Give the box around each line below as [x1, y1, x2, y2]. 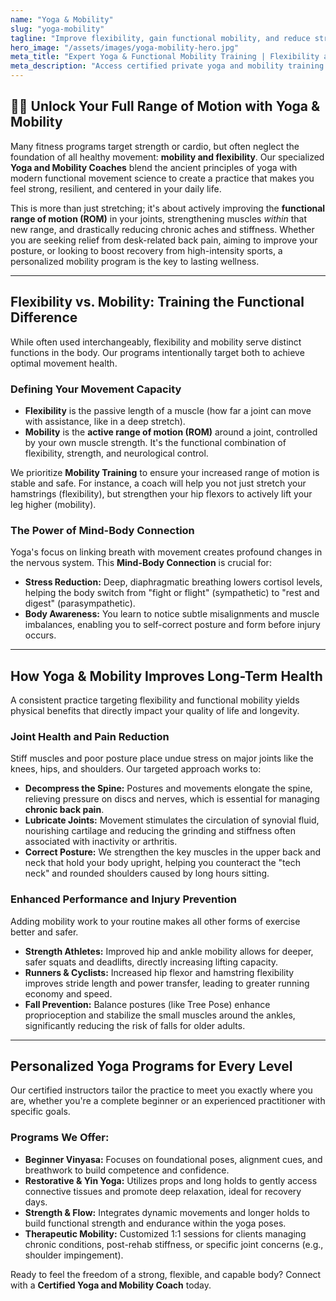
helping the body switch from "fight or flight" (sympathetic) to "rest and [24, 587, 320, 599]
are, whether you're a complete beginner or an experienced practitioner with [10, 1095, 326, 1107]
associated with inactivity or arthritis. [24, 836, 178, 848]
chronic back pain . [24, 804, 105, 816]
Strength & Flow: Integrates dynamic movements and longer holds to [24, 1206, 310, 1218]
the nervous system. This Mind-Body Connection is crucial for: [10, 557, 272, 569]
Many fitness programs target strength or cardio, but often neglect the [10, 140, 300, 152]
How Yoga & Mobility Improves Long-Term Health [10, 667, 323, 685]
